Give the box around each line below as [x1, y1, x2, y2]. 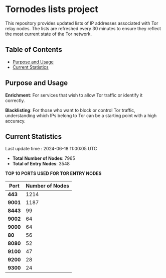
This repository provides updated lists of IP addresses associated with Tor [5, 20, 158, 26]
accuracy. [5, 118, 26, 124]
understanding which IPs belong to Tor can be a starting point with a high [5, 112, 157, 119]
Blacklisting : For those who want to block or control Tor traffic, [5, 107, 135, 113]
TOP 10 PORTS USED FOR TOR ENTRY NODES [5, 170, 102, 176]
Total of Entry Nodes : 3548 [12, 161, 70, 167]
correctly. [5, 97, 25, 104]
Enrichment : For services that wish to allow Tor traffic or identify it [5, 92, 143, 98]
